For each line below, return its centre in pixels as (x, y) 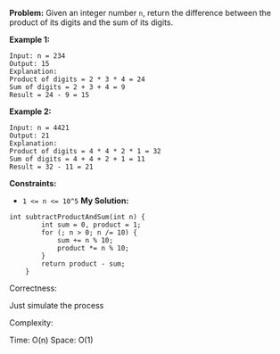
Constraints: (33, 183)
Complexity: (31, 323)
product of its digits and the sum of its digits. (91, 22)
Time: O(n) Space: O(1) (51, 340)
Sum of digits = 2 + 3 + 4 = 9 (67, 87)
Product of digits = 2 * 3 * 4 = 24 (77, 79)
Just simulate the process (57, 305)
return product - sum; (83, 264)
